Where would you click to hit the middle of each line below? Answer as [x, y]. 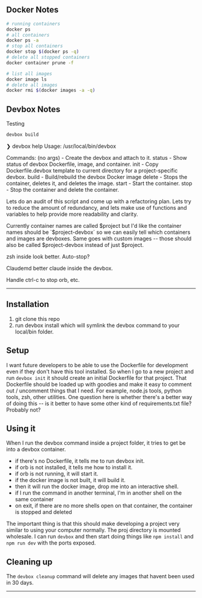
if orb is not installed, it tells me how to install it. [74, 468]
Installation [28, 304]
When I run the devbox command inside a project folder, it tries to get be [96, 443]
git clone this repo [37, 319]
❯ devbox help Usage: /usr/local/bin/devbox [61, 146]
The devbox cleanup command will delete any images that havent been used [100, 576]
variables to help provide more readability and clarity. [72, 214]
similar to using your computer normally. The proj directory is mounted [93, 530]
